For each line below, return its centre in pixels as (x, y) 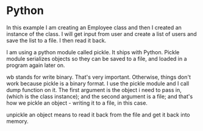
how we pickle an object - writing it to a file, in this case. (77, 103)
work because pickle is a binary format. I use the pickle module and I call (98, 83)
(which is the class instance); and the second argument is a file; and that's (100, 96)
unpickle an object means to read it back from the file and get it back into (98, 115)
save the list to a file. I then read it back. (56, 40)
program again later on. (36, 65)
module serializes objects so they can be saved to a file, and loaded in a (97, 58)
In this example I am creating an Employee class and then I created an (94, 27)
